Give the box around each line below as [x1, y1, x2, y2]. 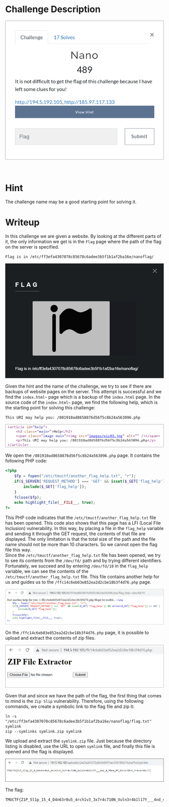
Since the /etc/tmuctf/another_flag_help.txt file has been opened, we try [5, 552, 161, 558]
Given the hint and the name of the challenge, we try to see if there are [5, 383, 152, 389]
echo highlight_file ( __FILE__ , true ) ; [14, 500, 96, 505]
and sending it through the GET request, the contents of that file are [5, 531, 146, 537]
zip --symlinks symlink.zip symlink [5, 729, 82, 734]
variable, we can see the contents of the [5, 568, 89, 575]
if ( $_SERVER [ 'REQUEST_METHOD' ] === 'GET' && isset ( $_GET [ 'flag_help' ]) [14, 479, 167, 484]
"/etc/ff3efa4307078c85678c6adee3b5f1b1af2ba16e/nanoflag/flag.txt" [5, 719, 152, 724]
